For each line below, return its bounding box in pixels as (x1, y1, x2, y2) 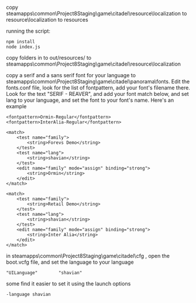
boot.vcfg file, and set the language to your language (6, 259, 134, 266)
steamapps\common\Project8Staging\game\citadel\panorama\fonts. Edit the (6, 78, 190, 85)
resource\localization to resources (6, 16, 89, 23)
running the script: (6, 27, 51, 35)
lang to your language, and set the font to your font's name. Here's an (6, 97, 174, 104)
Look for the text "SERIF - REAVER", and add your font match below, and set (6, 91, 189, 97)
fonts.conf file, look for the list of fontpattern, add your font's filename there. (6, 84, 190, 91)
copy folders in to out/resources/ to (6, 54, 92, 61)
